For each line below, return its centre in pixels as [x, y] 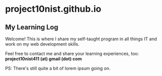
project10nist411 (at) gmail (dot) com [44, 59]
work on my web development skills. [42, 44]
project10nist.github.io [53, 9]
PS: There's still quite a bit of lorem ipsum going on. [58, 68]
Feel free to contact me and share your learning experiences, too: [72, 53]
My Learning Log [32, 27]
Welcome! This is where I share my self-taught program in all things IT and [81, 39]
